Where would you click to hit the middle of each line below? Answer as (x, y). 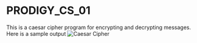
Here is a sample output (36, 33)
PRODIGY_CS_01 (49, 11)
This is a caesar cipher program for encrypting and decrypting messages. (99, 27)
